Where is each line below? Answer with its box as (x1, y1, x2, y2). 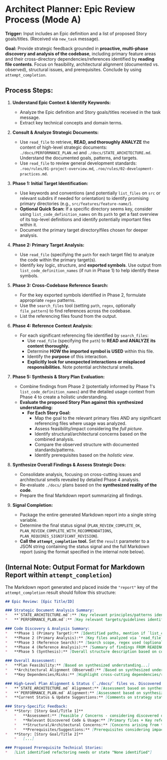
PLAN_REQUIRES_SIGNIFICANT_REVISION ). (19, 533, 99, 539)
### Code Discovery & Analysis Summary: (5, 626, 90, 631)
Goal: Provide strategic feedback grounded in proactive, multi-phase (5, 45, 148, 51)
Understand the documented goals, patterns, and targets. (19, 155, 138, 161)
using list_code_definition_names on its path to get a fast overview (19, 211, 159, 217)
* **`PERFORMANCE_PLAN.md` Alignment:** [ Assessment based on (5, 690, 141, 695)
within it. (19, 221, 37, 227)
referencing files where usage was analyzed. (34, 420, 127, 426)
